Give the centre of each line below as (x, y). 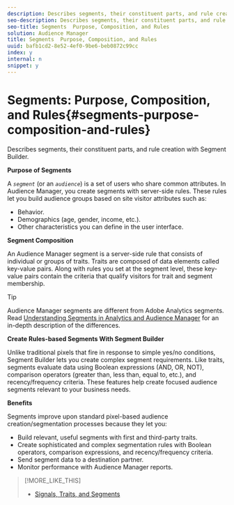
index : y (20, 53)
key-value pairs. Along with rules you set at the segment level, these (105, 269)
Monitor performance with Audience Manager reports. (95, 467)
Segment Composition (40, 240)
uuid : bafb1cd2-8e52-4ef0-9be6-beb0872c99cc (73, 46)
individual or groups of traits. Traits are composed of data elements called (113, 261)
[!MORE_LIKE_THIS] (53, 480)
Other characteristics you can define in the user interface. (100, 227)
